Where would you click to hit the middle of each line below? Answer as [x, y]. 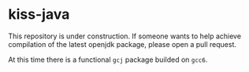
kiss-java [39, 14]
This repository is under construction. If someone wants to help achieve [125, 36]
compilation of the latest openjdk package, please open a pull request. [123, 44]
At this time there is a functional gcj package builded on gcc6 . [108, 59]
